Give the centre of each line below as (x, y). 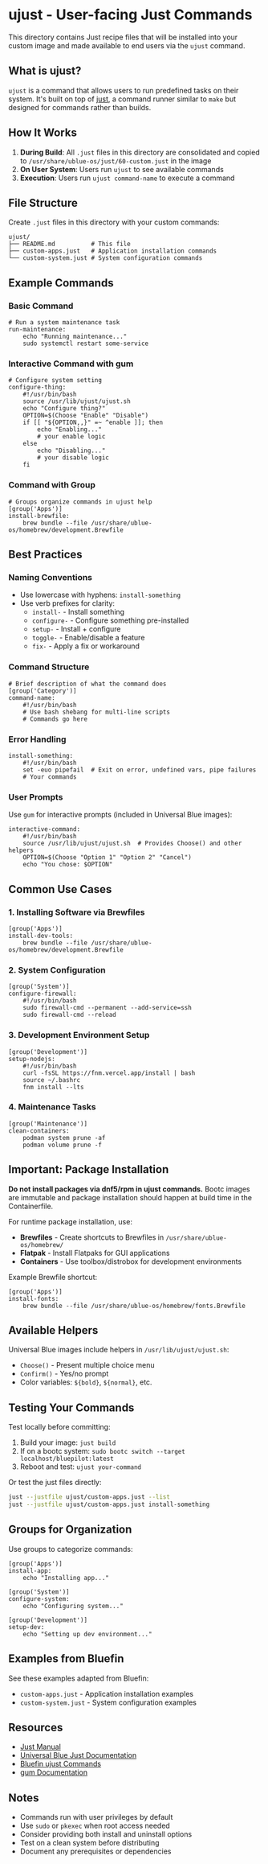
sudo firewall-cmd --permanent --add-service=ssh (108, 1008)
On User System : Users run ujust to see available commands (122, 169)
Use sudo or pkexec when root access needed (95, 1826)
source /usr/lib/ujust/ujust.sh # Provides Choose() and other (132, 844)
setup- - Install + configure (77, 629)
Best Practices (45, 555)
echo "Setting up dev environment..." (87, 1634)
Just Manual (41, 1747)
